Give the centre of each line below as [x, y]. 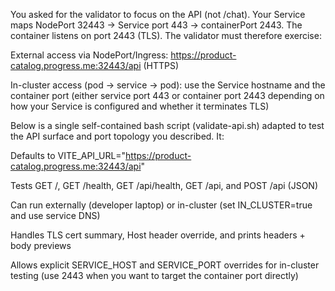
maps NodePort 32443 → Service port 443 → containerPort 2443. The [156, 25]
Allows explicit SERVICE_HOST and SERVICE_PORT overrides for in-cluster [165, 265]
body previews [41, 245]
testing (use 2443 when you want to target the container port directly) [154, 275]
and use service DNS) [55, 215]
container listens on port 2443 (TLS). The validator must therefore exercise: [166, 35]
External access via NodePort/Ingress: [89, 55]
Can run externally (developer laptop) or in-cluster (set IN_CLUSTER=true [161, 205]
